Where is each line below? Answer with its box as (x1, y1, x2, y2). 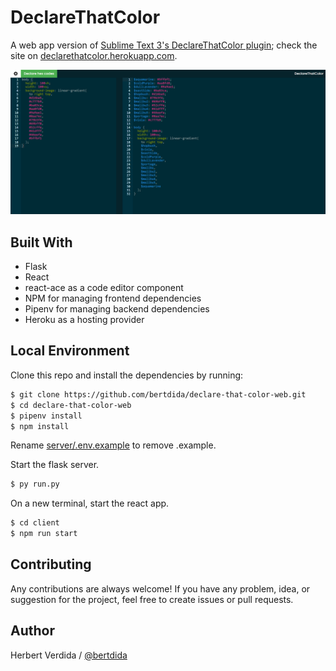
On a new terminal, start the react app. (10, 497, 170, 510)
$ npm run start (10, 529, 78, 539)
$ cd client (10, 518, 60, 528)
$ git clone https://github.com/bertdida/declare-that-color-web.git (10, 389, 307, 400)
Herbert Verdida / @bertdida (10, 649, 128, 661)
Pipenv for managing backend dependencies (24, 303, 210, 315)
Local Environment (10, 342, 130, 360)
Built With (10, 234, 73, 251)
